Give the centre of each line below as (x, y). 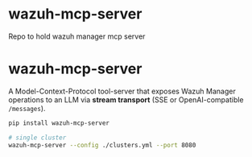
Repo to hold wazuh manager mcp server (77, 36)
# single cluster (37, 138)
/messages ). (27, 108)
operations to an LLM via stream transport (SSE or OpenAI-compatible (126, 99)
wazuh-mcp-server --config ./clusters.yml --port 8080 (102, 145)
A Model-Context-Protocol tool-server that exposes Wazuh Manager (122, 91)
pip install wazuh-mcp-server (59, 123)
